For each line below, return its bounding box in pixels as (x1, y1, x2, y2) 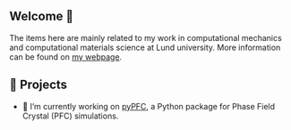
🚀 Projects (9, 77, 68, 93)
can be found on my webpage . (9, 51, 123, 62)
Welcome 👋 (9, 9, 74, 24)
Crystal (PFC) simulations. (21, 110, 119, 121)
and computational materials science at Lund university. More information (9, 42, 281, 53)
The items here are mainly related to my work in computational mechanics (9, 32, 282, 43)
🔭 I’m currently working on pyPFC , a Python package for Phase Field (21, 101, 276, 111)
